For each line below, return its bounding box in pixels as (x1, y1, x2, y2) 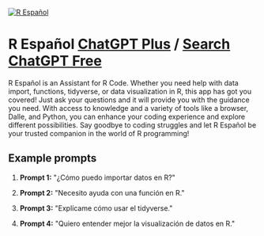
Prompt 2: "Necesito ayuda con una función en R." (19, 188, 185, 197)
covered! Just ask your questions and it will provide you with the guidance (8, 95, 251, 105)
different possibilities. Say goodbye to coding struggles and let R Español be (8, 120, 257, 130)
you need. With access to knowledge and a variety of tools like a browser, (8, 103, 249, 112)
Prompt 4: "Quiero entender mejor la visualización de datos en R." (19, 219, 236, 228)
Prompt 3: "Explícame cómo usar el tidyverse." (19, 203, 173, 213)
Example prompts (8, 151, 97, 166)
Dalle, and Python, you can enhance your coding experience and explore (8, 112, 246, 121)
